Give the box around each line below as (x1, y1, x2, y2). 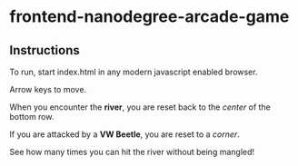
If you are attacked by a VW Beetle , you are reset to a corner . (9, 129, 241, 140)
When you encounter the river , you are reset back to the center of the (9, 102, 271, 112)
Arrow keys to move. (9, 84, 87, 94)
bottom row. (9, 112, 55, 122)
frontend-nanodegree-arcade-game (9, 6, 290, 27)
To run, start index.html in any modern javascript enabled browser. (9, 66, 258, 77)
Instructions (9, 43, 80, 58)
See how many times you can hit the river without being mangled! (9, 147, 255, 157)
